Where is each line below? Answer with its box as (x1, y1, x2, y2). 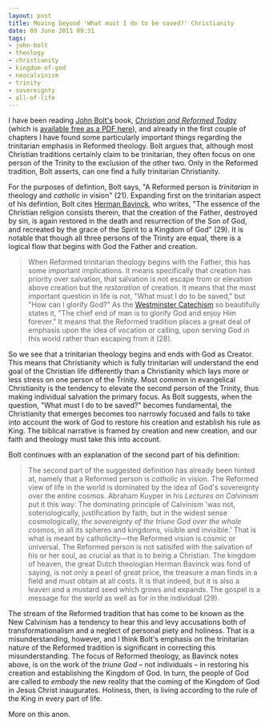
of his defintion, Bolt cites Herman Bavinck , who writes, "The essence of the (8, 199, 260, 209)
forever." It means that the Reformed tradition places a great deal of (27, 317, 251, 327)
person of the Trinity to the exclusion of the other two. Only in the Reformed (8, 158, 259, 168)
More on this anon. (8, 710, 70, 719)
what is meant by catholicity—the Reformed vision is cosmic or (27, 534, 236, 543)
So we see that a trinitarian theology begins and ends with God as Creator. (8, 349, 254, 359)
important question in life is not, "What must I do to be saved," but (27, 292, 246, 301)
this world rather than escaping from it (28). (27, 334, 173, 344)
